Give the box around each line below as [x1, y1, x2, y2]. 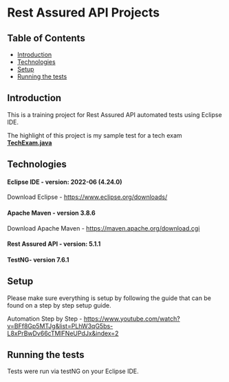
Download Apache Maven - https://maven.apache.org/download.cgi [7, 224, 200, 232]
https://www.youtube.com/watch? [83, 315, 180, 323]
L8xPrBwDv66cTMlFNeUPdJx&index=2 [7, 329, 119, 337]
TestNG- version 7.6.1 [7, 255, 69, 264]
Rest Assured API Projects [7, 5, 160, 21]
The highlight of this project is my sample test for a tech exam [7, 131, 182, 139]
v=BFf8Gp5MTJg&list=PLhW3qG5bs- [7, 321, 113, 330]
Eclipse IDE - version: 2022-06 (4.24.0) [7, 178, 122, 186]
